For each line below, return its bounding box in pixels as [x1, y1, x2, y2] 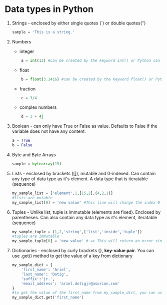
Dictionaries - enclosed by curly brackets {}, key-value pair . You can [11, 248, 154, 254]
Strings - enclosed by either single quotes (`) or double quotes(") [11, 20, 146, 26]
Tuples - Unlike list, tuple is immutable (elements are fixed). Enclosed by [11, 209, 161, 215]
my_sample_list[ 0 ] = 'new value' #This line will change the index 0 [11, 200, 160, 205]
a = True [11, 138, 30, 143]
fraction [19, 86, 36, 92]
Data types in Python [4, 3, 93, 15]
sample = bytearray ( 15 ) [11, 161, 62, 167]
